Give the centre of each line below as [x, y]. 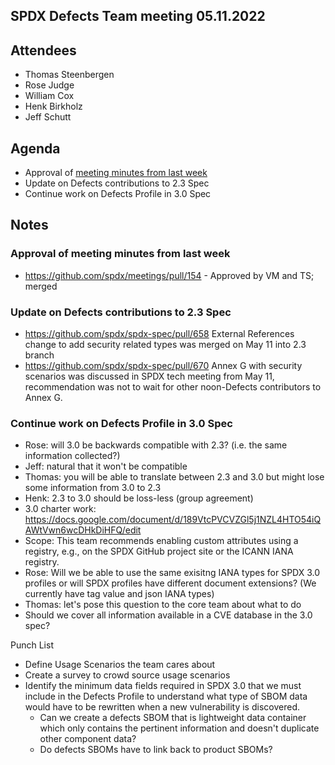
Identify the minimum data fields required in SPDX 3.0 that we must [163, 686]
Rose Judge [49, 85]
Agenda [35, 148]
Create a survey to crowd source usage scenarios [127, 675]
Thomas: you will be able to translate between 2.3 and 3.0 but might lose [174, 477]
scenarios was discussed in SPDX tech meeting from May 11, [149, 376]
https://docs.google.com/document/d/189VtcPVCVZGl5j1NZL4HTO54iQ [173, 520]
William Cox [49, 96]
